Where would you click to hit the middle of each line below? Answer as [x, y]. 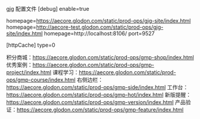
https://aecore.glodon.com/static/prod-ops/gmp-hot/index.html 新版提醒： [99, 95]
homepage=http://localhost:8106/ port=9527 [99, 33]
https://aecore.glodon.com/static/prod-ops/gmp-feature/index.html [101, 110]
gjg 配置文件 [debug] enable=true [48, 9]
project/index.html [29, 72]
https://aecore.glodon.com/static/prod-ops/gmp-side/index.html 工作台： [97, 87]
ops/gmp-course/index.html [41, 80]
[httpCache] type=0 [31, 45]
